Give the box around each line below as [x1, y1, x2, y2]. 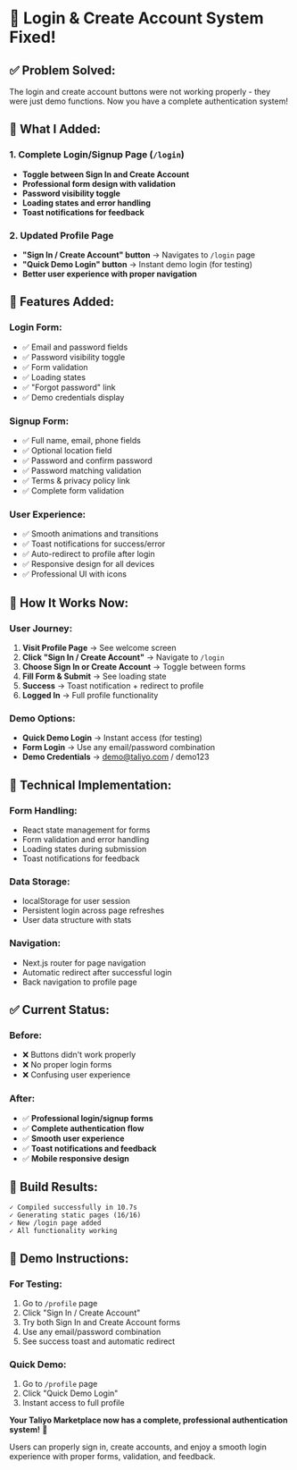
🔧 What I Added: [9, 122, 101, 137]
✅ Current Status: [9, 1001, 110, 1018]
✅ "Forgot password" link [21, 382, 116, 393]
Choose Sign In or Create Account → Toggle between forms [21, 661, 246, 672]
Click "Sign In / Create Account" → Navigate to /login [21, 652, 225, 663]
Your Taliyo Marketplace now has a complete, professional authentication [9, 1415, 288, 1425]
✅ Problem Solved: [9, 63, 116, 78]
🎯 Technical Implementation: [9, 777, 172, 792]
